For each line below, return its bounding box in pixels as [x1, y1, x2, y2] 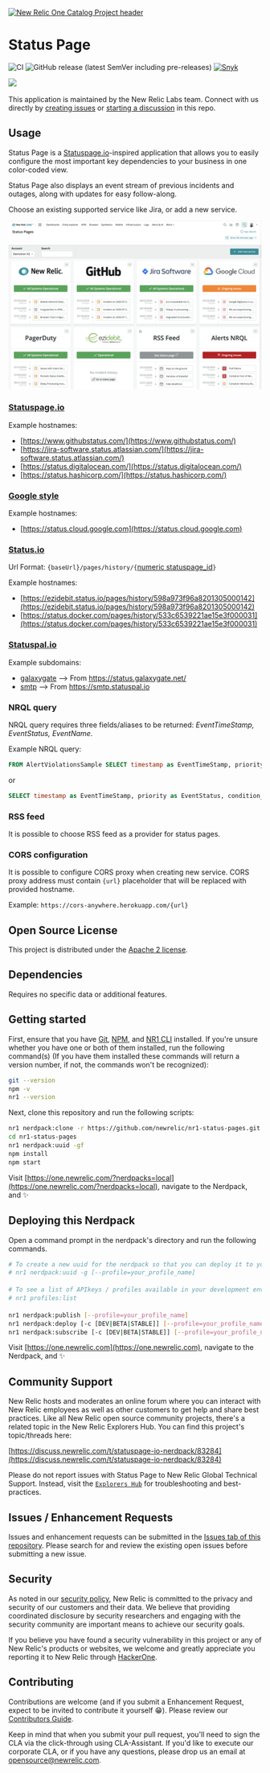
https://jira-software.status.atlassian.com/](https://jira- [22, 444, 204, 454]
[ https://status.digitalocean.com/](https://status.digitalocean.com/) [19, 461, 243, 471]
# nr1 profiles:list [8, 1294, 78, 1302]
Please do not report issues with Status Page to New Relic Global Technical [8, 1471, 257, 1480]
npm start [8, 1158, 42, 1166]
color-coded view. [8, 165, 68, 175]
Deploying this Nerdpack [8, 1214, 135, 1228]
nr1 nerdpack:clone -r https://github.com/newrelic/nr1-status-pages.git [8, 1125, 261, 1133]
